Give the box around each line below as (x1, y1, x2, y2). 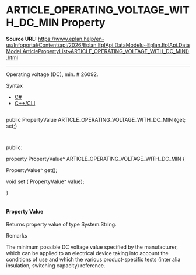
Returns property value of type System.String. (6, 221, 117, 228)
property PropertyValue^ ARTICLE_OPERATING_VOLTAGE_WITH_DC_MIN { (6, 155, 185, 162)
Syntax (6, 82, 23, 89)
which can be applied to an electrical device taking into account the (6, 250, 169, 257)
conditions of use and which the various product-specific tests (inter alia (6, 256, 181, 263)
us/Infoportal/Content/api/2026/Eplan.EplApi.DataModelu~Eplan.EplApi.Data (6, 42, 190, 49)
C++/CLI (14, 99, 36, 106)
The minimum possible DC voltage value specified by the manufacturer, (6, 243, 178, 250)
